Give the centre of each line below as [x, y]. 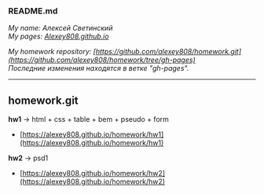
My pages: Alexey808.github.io [59, 36]
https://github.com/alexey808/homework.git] [169, 52]
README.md [33, 11]
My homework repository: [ [52, 52]
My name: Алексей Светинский [60, 28]
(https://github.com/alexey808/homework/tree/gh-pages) [102, 60]
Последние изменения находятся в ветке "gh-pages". [99, 68]
